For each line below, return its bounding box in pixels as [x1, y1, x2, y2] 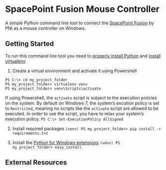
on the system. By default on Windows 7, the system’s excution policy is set [5, 100, 160, 106]
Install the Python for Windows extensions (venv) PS [12, 139, 120, 145]
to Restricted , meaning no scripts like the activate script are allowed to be [5, 105, 159, 111]
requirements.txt [12, 131, 49, 136]
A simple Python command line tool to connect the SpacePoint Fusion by [5, 20, 154, 26]
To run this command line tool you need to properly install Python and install [5, 53, 161, 59]
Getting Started [5, 40, 54, 48]
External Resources [5, 158, 67, 167]
